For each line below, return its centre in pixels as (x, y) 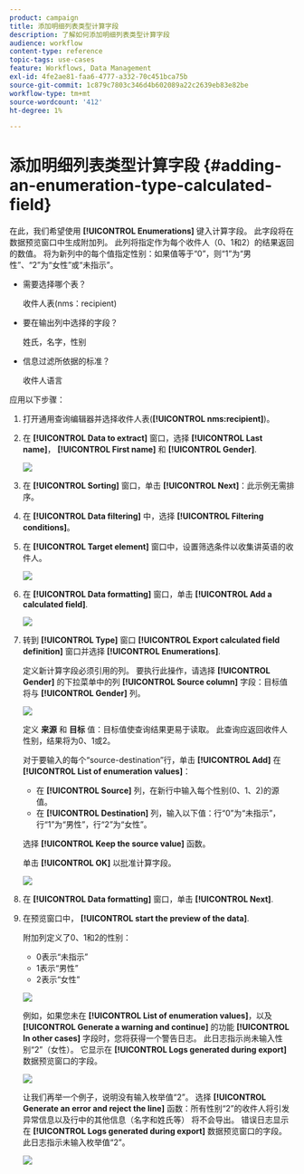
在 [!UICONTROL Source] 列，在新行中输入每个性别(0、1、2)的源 (157, 791)
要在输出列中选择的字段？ (70, 323)
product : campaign (44, 18)
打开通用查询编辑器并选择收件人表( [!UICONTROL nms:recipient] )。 (148, 419)
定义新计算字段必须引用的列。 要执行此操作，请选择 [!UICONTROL (146, 671)
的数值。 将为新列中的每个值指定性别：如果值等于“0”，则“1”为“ (127, 253)
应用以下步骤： (37, 400)
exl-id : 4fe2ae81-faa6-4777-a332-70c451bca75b (99, 77)
